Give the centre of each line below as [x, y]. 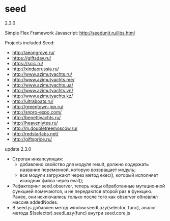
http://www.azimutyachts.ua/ [42, 85]
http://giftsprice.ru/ [32, 139]
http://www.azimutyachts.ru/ [42, 74]
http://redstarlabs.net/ [35, 133]
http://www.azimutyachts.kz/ [42, 96]
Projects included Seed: [30, 43]
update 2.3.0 [18, 149]
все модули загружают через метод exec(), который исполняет [89, 175]
